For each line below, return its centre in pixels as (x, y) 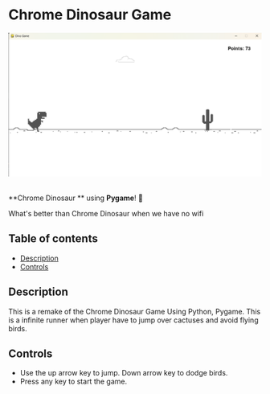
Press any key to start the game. (73, 382)
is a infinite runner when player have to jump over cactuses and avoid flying (133, 320)
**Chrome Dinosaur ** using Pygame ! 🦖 (76, 198)
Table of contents (53, 239)
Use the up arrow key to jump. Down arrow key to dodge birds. (124, 373)
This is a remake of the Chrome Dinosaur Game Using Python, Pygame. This (135, 311)
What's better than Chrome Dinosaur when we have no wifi (106, 213)
